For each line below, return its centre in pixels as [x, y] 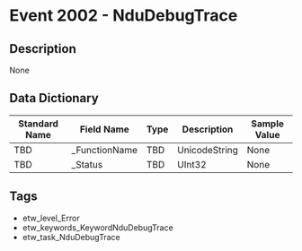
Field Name [105, 129]
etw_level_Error [51, 218]
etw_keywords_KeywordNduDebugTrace [98, 227]
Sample [268, 124]
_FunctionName [104, 150]
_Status [87, 164]
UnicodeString [207, 150]
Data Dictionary [54, 98]
